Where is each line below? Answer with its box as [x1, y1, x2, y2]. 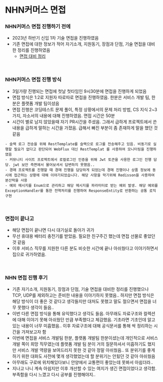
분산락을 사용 [5, 178, 28, 183]
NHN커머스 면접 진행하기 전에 [5, 23, 71, 30]
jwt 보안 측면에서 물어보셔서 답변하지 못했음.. [13, 162, 95, 167]
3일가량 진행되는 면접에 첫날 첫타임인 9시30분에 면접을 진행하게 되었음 [12, 88, 147, 94]
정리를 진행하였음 [17, 47, 50, 53]
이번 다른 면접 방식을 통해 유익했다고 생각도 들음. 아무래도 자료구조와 [12, 311, 143, 317]
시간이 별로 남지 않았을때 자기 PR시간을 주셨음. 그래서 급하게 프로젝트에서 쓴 [12, 119, 157, 124]
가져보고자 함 [21, 329, 46, 335]
